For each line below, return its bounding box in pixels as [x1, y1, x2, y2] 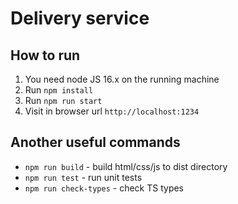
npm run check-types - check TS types [24, 182, 185, 194]
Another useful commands [10, 134, 181, 151]
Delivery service [10, 7, 150, 30]
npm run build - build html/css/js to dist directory [24, 160, 228, 172]
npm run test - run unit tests [24, 171, 143, 183]
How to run [10, 47, 81, 64]
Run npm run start [24, 95, 103, 106]
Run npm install [24, 84, 94, 96]
